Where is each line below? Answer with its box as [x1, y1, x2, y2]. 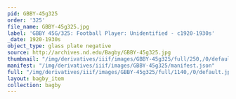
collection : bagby [7, 82, 61, 89]
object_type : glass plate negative [7, 43, 112, 49]
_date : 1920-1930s [7, 36, 61, 43]
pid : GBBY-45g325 [7, 10, 58, 17]
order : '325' [7, 17, 46, 24]
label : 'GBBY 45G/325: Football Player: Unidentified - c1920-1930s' [7, 29, 216, 37]
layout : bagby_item [7, 75, 65, 82]
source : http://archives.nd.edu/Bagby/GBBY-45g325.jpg [7, 49, 171, 56]
